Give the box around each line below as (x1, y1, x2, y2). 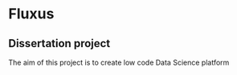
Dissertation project (8, 37, 111, 50)
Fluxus (8, 5, 55, 23)
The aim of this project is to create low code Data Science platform (8, 57, 230, 67)
